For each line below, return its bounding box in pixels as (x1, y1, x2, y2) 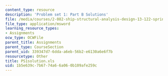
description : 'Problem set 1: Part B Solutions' (5, 12, 108, 17)
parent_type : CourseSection (5, 44, 64, 49)
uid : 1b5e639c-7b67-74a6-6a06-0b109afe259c (5, 63, 97, 68)
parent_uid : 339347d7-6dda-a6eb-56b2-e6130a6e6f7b (5, 49, 113, 54)
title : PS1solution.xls (5, 58, 55, 63)
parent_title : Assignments (5, 40, 61, 45)
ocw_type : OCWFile (5, 35, 43, 40)
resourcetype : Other (5, 53, 48, 59)
